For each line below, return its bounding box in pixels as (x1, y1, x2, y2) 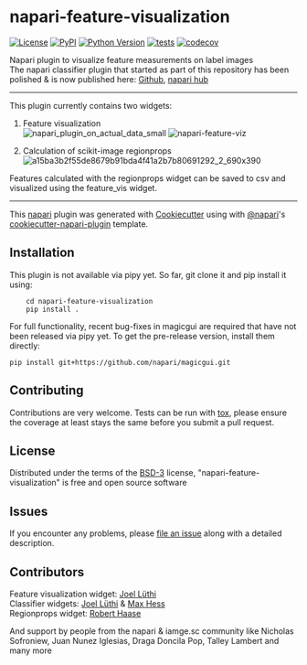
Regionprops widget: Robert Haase (9, 608, 142, 618)
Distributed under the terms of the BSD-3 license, (9, 467, 196, 478)
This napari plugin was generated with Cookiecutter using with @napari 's (9, 209, 286, 220)
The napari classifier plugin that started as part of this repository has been (9, 64, 290, 75)
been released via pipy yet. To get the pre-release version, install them (9, 330, 276, 341)
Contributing (9, 382, 84, 399)
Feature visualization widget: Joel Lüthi (9, 588, 157, 599)
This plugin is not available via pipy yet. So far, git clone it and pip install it (9, 269, 287, 280)
